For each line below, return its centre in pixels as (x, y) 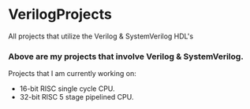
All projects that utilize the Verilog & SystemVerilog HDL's (101, 36)
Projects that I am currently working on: (72, 74)
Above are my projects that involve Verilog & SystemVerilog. (126, 56)
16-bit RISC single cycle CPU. (67, 89)
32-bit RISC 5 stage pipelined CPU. (76, 97)
